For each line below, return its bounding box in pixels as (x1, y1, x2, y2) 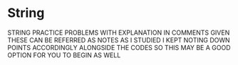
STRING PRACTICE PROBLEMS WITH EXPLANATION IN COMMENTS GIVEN (7, 28, 230, 37)
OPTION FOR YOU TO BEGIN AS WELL (7, 51, 121, 59)
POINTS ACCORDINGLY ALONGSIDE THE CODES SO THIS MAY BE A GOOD (7, 43, 231, 52)
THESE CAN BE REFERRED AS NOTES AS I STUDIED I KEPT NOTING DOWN (7, 35, 230, 44)
